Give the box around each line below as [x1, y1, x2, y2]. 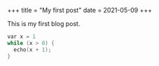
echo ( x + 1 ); [13, 46, 52, 53]
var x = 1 [7, 33, 36, 40]
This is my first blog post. [7, 20, 81, 27]
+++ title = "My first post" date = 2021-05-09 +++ [7, 6, 153, 14]
